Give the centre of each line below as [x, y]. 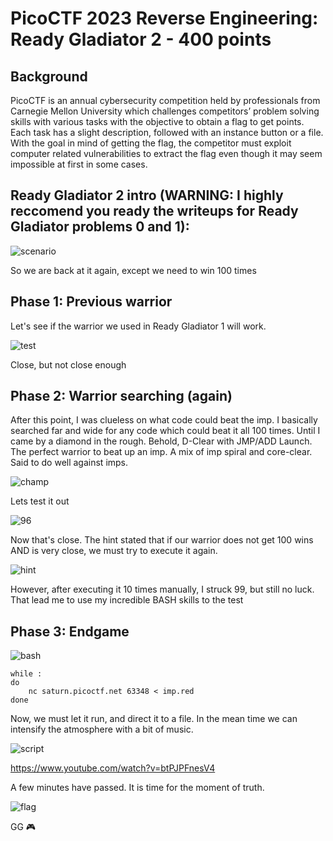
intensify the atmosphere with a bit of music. [102, 729]
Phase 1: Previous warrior [91, 302]
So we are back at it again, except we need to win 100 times [133, 270]
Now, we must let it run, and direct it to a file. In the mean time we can [154, 719]
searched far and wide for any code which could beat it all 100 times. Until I [165, 431]
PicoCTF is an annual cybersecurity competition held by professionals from [165, 100]
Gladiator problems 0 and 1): [100, 227]
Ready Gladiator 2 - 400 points [141, 39]
